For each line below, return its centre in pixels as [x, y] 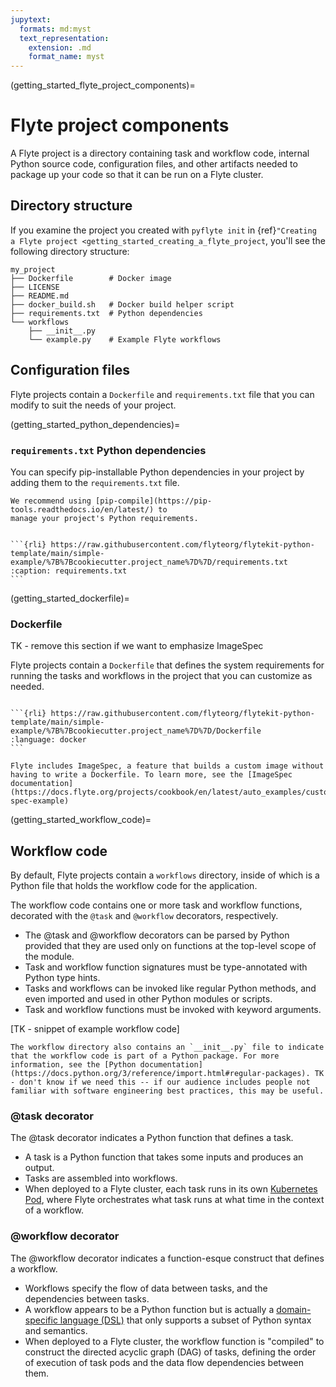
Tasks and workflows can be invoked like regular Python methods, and [170, 988]
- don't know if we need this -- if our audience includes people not [160, 1082]
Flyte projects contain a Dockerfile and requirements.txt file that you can [162, 394]
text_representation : [64, 38]
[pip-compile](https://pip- [154, 501]
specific [41, 1320]
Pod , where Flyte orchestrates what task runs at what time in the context [174, 1200]
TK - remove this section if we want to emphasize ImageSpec [137, 646]
